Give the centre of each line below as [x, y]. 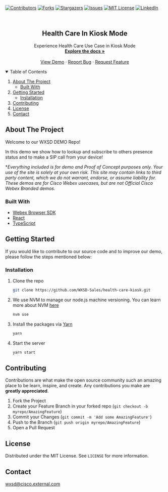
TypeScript [24, 223]
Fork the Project [29, 401]
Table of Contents [28, 71]
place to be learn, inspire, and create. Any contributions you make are [78, 386]
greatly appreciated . [27, 391]
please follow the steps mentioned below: [48, 257]
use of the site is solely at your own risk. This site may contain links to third [83, 172]
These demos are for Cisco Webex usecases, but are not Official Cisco [79, 183]
